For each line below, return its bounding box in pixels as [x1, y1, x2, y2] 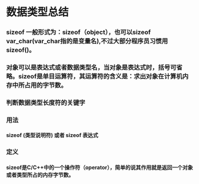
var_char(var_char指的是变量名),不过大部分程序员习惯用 [6, 37, 168, 45]
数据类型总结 [6, 5, 70, 19]
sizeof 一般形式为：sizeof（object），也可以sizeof [6, 28, 151, 36]
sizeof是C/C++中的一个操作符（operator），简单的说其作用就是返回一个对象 [6, 164, 193, 171]
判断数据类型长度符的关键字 [6, 99, 86, 107]
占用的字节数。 [24, 81, 67, 90]
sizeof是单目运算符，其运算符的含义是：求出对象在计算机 [18, 72, 183, 81]
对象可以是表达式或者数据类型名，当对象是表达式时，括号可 [6, 64, 177, 72]
